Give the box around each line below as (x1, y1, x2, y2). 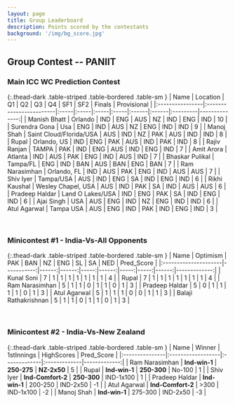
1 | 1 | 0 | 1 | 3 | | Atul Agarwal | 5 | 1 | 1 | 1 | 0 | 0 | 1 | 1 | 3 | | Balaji (7, 289, 193, 297)
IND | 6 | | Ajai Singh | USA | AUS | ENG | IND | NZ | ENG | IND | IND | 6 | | (7, 197, 219, 205)
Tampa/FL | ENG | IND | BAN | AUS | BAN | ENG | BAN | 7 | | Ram (7, 159, 194, 168)
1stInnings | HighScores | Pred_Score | (7, 350, 118, 359)
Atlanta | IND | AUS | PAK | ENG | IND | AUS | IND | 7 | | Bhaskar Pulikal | (7, 152, 215, 160)
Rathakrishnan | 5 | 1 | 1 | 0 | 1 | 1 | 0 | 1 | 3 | (7, 296, 130, 305)
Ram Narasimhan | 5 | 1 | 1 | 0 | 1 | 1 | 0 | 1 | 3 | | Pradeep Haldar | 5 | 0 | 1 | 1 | (7, 281, 227, 289)
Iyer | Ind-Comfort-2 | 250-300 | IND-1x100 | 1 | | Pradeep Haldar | (7, 373, 201, 381)
